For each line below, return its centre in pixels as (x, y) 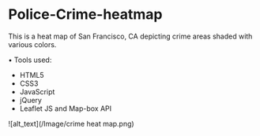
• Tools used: (30, 60)
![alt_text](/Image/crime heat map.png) (71, 123)
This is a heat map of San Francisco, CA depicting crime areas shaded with (130, 36)
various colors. (32, 44)
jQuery (30, 100)
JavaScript (37, 91)
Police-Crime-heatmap (86, 15)
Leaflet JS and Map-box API (66, 108)
